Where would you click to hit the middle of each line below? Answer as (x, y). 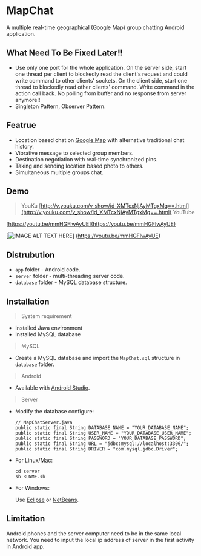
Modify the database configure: (54, 411)
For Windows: (32, 488)
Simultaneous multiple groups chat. (59, 172)
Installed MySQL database (48, 334)
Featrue (21, 125)
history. (25, 146)
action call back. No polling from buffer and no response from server (100, 93)
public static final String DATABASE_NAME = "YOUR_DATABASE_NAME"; (102, 428)
